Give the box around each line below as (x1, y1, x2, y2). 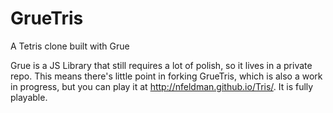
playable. (10, 91, 48, 103)
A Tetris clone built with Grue (10, 40, 130, 52)
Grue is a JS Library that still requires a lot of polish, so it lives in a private (10, 59, 313, 71)
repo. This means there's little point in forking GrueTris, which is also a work (10, 70, 323, 82)
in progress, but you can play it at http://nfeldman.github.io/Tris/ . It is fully (10, 80, 314, 92)
